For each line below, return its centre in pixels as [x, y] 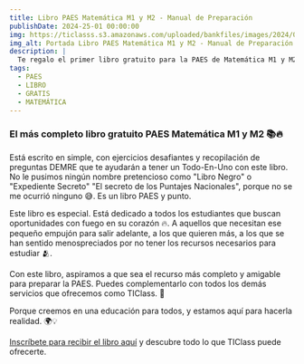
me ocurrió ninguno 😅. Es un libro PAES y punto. [100, 196]
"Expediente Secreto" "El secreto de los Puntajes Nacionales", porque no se [151, 186]
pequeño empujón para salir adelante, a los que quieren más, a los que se [147, 233]
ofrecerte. [28, 351]
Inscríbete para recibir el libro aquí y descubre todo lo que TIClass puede [146, 341]
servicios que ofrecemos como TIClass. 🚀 [87, 293]
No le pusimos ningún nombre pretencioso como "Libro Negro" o [130, 177]
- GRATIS [34, 93]
